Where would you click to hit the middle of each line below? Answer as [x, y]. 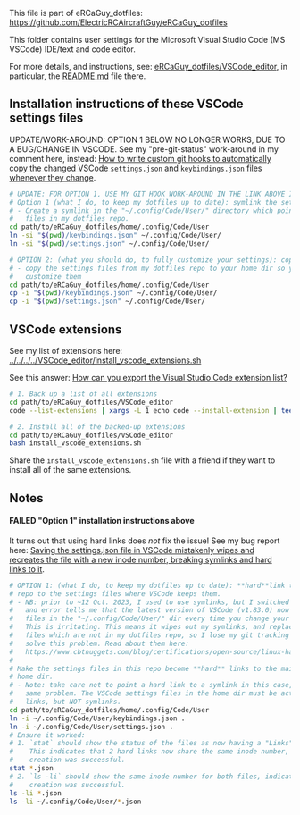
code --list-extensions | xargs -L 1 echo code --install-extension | [143, 410]
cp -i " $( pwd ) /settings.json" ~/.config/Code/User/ [107, 302]
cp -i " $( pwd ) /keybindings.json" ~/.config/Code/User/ [113, 293]
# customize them [46, 276]
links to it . [27, 569]
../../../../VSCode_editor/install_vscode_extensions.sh [105, 360]
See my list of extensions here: [66, 351]
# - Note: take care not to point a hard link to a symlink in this [139, 685]
